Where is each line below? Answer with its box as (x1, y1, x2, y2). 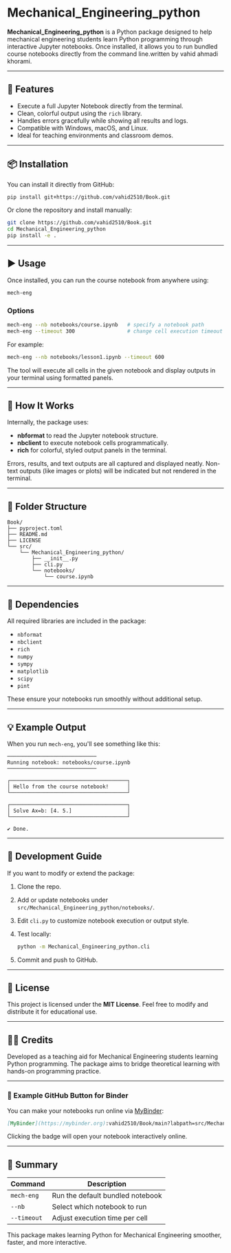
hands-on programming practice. (7, 1067, 101, 1076)
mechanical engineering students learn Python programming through (7, 34, 203, 43)
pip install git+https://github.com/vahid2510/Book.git (7, 193, 170, 201)
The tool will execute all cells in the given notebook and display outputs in (7, 366, 216, 374)
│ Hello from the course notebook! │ (7, 783, 131, 790)
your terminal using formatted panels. (7, 373, 113, 382)
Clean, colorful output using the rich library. (16, 109, 142, 117)
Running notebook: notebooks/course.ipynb (7, 759, 131, 766)
